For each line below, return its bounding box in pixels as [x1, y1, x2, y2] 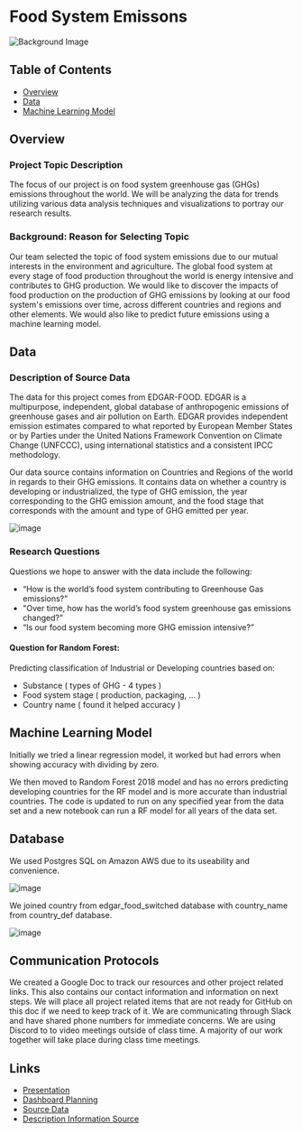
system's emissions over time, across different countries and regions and [9, 299, 282, 310]
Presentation [22, 1085, 70, 1096]
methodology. [9, 450, 61, 460]
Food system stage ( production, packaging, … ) [22, 689, 201, 701]
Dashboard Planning [22, 1094, 98, 1105]
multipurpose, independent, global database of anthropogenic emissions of [9, 402, 289, 413]
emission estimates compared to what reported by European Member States [9, 421, 293, 432]
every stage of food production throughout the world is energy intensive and [9, 270, 294, 281]
